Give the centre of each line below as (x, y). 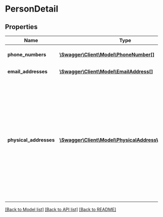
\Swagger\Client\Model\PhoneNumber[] (107, 54)
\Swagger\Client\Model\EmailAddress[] (106, 71)
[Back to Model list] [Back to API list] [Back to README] (61, 209)
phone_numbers (27, 54)
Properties (21, 27)
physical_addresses (31, 140)
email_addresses (27, 71)
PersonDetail (32, 9)
